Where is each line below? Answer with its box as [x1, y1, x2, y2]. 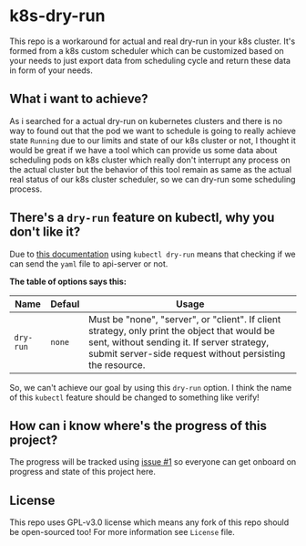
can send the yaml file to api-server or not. [9, 257, 168, 269]
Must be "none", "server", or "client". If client [87, 312, 281, 325]
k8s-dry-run [9, 5, 106, 26]
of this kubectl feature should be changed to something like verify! [9, 392, 260, 403]
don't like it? [9, 225, 81, 240]
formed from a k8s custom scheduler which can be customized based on [9, 45, 284, 56]
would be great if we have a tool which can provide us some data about [9, 144, 278, 155]
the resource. [87, 358, 146, 371]
